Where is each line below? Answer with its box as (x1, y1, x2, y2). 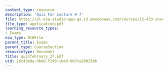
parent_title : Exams (5, 40, 48, 45)
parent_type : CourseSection (5, 44, 64, 49)
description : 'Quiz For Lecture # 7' (5, 12, 84, 17)
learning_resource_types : (5, 26, 59, 31)
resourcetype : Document (5, 49, 55, 54)
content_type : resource (5, 7, 55, 12)
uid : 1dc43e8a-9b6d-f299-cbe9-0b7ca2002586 (5, 58, 97, 63)
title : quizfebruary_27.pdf (5, 53, 64, 59)
